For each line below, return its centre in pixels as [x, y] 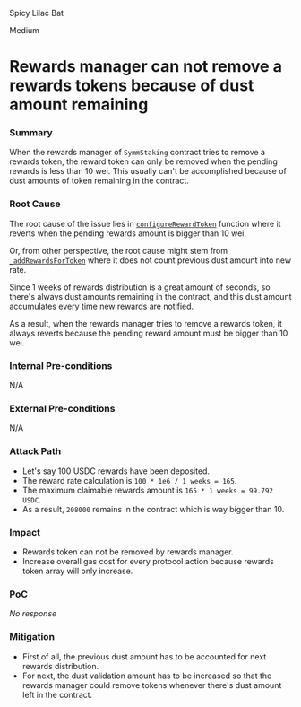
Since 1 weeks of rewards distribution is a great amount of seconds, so [140, 287]
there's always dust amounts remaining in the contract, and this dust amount [150, 296]
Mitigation [32, 637]
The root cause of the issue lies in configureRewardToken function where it [145, 223]
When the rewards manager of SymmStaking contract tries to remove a [138, 153]
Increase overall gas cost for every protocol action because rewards [148, 561]
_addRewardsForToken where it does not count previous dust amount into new [150, 260]
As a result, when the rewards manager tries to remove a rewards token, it [146, 323]
